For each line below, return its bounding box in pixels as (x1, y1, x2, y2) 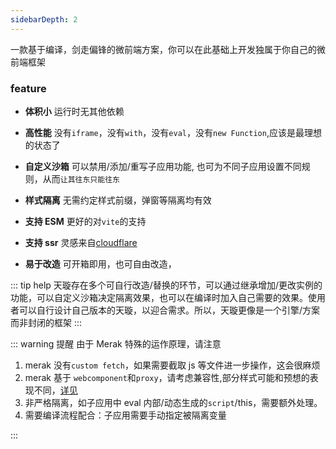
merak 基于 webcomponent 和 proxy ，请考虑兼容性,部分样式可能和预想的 (24, 371, 310, 383)
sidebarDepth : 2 (10, 14, 78, 25)
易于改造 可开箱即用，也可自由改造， (24, 257, 177, 270)
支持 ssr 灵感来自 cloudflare (24, 236, 138, 248)
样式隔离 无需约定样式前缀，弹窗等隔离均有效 (24, 194, 212, 206)
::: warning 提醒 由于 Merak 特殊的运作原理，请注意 (10, 337, 222, 350)
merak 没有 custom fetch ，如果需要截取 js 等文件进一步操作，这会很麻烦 (24, 359, 321, 371)
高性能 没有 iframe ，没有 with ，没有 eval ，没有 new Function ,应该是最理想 (24, 126, 322, 138)
